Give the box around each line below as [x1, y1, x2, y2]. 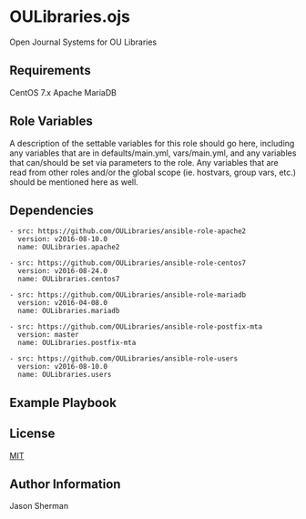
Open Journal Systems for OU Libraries [9, 36, 158, 47]
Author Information [9, 476, 121, 492]
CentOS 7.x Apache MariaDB [9, 86, 117, 97]
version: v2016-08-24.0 [17, 267, 107, 276]
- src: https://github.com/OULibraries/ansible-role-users [9, 354, 239, 363]
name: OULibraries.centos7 [17, 275, 120, 284]
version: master [17, 331, 79, 340]
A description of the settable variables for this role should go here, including [9, 137, 295, 148]
